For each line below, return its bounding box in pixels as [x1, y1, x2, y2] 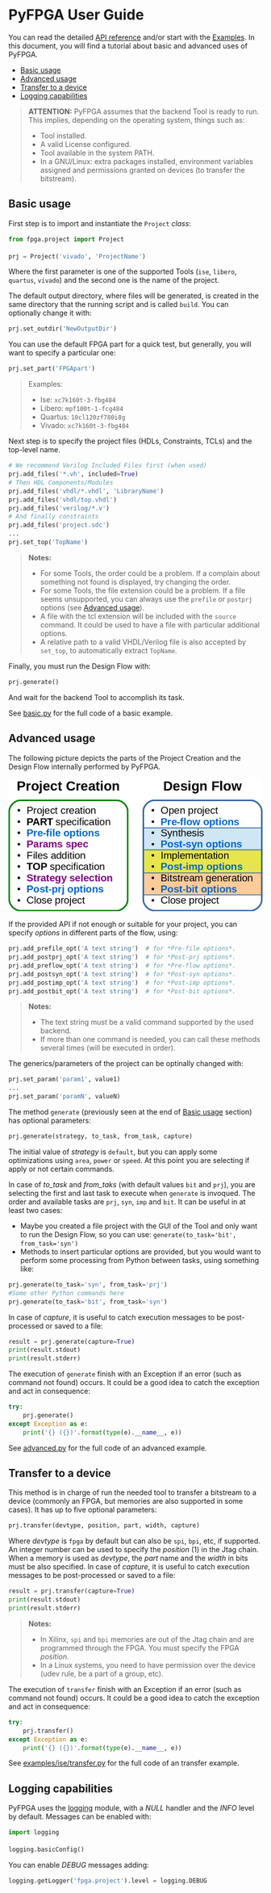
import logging [8, 1828, 60, 1836]
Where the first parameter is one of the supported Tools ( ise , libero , [8, 267, 237, 276]
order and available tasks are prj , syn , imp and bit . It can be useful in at [8, 1197, 246, 1207]
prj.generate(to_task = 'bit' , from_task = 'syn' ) [8, 1298, 168, 1306]
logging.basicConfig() [8, 1845, 85, 1854]
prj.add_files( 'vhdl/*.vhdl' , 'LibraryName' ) [8, 487, 164, 495]
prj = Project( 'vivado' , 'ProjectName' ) [8, 252, 147, 260]
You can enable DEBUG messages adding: [8, 1860, 149, 1870]
